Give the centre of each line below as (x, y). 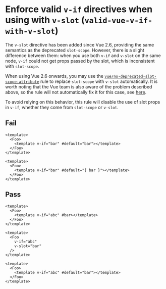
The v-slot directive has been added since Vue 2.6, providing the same (80, 44)
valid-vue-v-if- (119, 21)
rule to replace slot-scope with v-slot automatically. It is (99, 81)
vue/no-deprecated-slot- (130, 76)
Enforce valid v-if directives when (79, 9)
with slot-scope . (22, 66)
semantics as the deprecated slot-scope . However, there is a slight (75, 50)
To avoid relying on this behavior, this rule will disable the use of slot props (83, 102)
